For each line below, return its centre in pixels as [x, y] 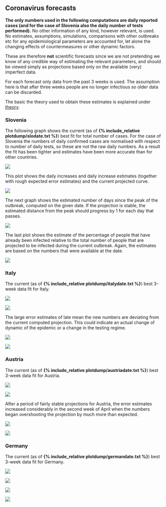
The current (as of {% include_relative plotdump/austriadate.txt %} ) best [82, 370]
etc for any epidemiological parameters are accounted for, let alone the [78, 41]
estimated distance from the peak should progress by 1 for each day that [80, 211]
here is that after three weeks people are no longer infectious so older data [82, 87]
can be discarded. [24, 92]
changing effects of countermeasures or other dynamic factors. [70, 46]
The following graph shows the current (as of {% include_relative [73, 131]
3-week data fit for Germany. [35, 462]
